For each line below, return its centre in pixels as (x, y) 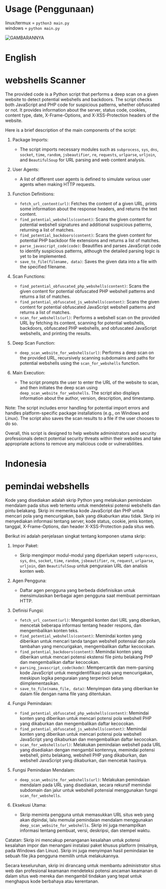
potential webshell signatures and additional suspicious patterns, (86, 225)
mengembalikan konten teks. (49, 631)
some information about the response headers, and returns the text (88, 209)
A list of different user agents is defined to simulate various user (85, 179)
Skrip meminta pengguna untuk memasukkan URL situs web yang (87, 815)
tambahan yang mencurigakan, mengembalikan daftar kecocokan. (87, 647)
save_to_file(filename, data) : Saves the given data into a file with (88, 262)
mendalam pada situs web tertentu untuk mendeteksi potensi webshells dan (83, 505)
